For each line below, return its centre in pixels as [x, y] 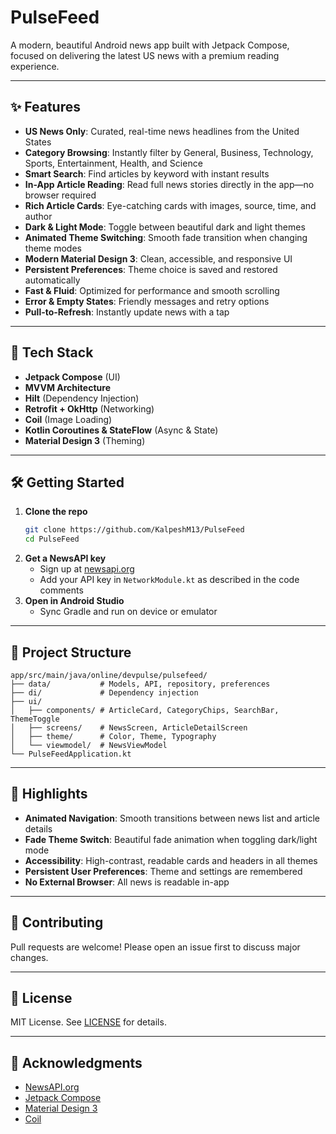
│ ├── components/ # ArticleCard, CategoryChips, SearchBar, [145, 710]
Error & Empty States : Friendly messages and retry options [147, 301]
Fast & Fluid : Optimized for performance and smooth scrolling [152, 290]
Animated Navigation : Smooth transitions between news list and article [172, 818]
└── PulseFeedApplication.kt [71, 754]
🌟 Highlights [49, 794]
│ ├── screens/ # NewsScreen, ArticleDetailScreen [129, 727]
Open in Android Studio [74, 601]
